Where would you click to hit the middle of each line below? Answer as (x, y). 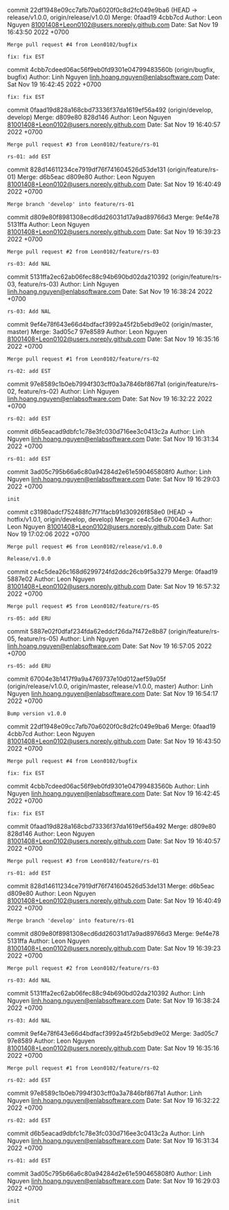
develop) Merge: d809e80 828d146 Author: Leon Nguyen (89, 117)
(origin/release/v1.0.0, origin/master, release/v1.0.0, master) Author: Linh (110, 686)
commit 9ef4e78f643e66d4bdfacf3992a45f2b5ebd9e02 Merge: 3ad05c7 (113, 1033)
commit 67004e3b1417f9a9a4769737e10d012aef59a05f (86, 679)
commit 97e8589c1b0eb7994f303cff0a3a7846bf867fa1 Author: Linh (105, 1093)
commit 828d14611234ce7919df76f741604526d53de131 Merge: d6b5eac (111, 886)
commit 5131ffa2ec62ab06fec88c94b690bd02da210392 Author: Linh (106, 993)
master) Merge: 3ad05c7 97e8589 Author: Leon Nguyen (87, 332)
